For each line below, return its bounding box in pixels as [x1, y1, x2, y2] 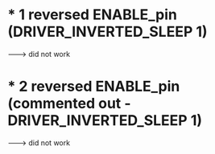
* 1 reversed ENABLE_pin [7, 6, 178, 24]
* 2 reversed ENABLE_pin [7, 78, 180, 95]
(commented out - [7, 95, 131, 113]
